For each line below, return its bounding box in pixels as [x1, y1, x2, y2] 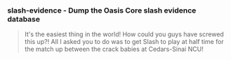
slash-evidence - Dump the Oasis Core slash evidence [7, 6, 197, 15]
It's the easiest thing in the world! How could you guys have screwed [24, 30, 225, 38]
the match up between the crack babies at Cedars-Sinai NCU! [24, 45, 204, 54]
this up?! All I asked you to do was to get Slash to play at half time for [24, 38, 225, 46]
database [7, 14, 41, 24]
